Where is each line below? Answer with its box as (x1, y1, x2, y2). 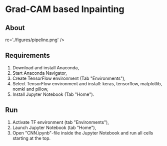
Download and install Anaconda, (12, 64, 79, 71)
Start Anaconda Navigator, (12, 70, 67, 76)
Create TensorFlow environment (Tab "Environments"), (12, 75, 126, 81)
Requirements (5, 51, 50, 60)
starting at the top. (12, 135, 51, 141)
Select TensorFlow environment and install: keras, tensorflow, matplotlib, (12, 80, 162, 86)
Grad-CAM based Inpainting (5, 4, 124, 15)
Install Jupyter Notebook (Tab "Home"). (12, 91, 94, 97)
